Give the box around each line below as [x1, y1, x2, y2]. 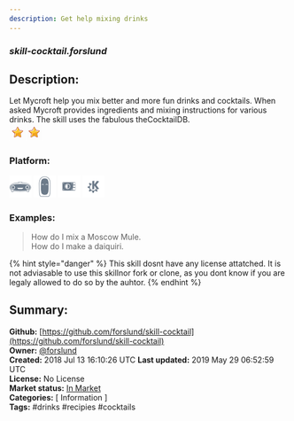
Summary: [9, 302, 68, 318]
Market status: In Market [9, 382, 102, 394]
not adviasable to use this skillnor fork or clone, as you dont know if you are [9, 267, 285, 278]
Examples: [9, 211, 56, 223]
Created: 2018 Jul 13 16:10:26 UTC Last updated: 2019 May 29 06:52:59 [9, 355, 275, 365]
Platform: [9, 155, 50, 168]
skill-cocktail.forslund [9, 44, 108, 57]
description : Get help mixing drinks [9, 14, 149, 23]
